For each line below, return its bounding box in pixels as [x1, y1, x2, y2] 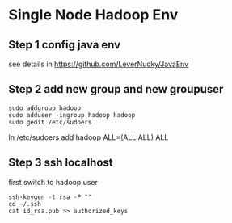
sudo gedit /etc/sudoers [8, 118, 92, 126]
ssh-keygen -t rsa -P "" [8, 192, 92, 201]
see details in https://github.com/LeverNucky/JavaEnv [8, 59, 189, 69]
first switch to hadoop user [8, 177, 99, 187]
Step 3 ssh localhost [8, 156, 113, 170]
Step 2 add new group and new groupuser [8, 82, 224, 96]
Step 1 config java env [8, 38, 121, 52]
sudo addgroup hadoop [8, 103, 82, 112]
